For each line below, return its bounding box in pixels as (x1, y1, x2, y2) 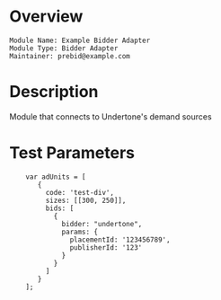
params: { (61, 227, 99, 236)
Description (9, 82, 99, 102)
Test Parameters (9, 143, 136, 163)
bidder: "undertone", (61, 219, 143, 228)
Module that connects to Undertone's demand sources (9, 110, 213, 122)
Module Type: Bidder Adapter (9, 43, 119, 53)
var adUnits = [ (25, 172, 87, 181)
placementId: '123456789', (69, 235, 171, 244)
